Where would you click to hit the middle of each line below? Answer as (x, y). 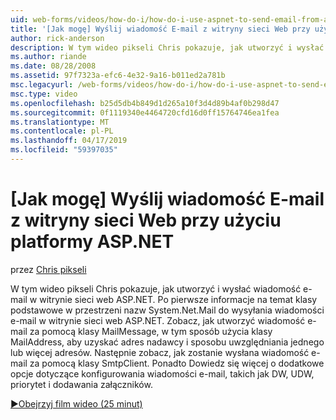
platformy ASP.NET (92, 242)
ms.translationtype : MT (60, 122)
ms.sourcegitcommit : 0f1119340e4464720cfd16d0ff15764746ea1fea (145, 112)
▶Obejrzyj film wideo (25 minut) (76, 403)
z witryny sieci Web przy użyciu (146, 220)
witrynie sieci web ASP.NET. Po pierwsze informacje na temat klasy (178, 299)
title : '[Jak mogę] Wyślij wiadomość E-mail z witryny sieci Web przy (160, 29)
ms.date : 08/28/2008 (53, 66)
